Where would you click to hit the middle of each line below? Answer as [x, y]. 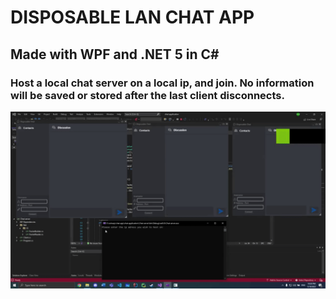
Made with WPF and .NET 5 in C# [115, 54]
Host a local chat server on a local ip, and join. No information [162, 83]
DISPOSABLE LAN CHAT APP [132, 17]
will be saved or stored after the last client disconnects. [147, 95]
